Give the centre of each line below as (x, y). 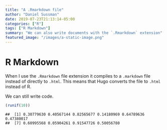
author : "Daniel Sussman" (32, 14)
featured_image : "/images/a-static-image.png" (55, 38)
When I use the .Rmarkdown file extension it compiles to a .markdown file (78, 76)
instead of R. (18, 86)
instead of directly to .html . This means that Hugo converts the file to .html (83, 81)
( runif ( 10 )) (18, 105)
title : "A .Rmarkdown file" (35, 10)
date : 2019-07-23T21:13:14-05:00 (40, 19)
